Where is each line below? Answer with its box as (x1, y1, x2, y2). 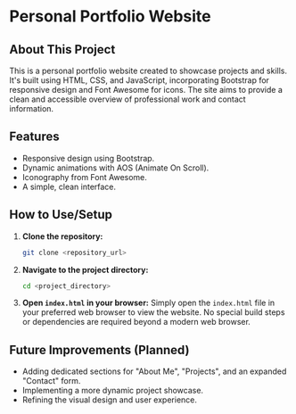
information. (9, 103, 54, 113)
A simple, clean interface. (21, 181, 117, 192)
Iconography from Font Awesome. (21, 171, 147, 182)
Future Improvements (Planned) (9, 342, 190, 358)
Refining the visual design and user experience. (21, 394, 198, 405)
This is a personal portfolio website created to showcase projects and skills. (9, 65, 288, 76)
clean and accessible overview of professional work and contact (9, 94, 247, 104)
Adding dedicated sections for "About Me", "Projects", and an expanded (21, 366, 287, 377)
